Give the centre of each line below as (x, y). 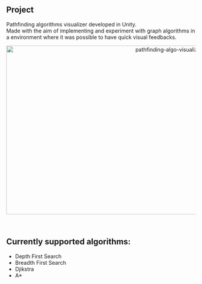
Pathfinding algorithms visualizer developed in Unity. (72, 24)
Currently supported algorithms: (69, 242)
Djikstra (24, 269)
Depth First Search (38, 256)
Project (20, 10)
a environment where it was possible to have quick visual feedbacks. (91, 37)
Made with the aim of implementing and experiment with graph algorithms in (101, 31)
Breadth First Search (41, 262)
